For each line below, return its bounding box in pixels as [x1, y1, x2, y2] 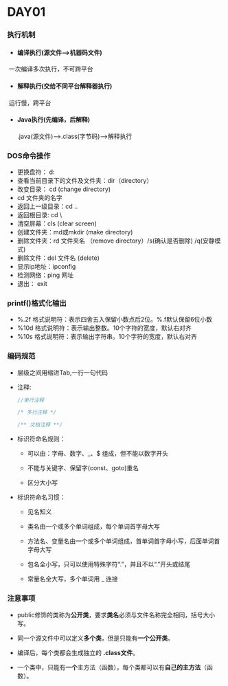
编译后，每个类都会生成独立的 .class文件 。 [16, 648, 139, 656]
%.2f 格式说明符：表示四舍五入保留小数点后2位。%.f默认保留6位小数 [16, 316, 213, 324]
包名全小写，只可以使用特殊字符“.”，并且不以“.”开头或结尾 [27, 560, 191, 568]
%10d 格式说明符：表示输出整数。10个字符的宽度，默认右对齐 [16, 324, 192, 332]
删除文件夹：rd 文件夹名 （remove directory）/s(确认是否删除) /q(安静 [16, 236, 215, 245]
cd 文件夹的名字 [16, 194, 63, 202]
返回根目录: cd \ [16, 211, 62, 219]
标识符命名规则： [16, 434, 66, 443]
